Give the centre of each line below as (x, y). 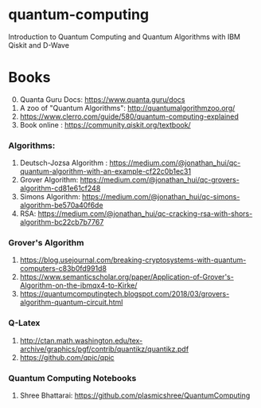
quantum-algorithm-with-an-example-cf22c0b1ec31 (105, 171)
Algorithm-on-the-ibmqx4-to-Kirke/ (78, 285)
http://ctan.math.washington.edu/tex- (81, 340)
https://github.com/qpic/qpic (67, 357)
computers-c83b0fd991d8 (63, 269)
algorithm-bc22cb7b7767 (62, 222)
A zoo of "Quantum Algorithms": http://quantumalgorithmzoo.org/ (127, 108)
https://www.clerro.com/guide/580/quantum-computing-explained (129, 116)
